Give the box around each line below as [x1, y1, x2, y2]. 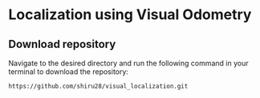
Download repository [8, 37, 116, 51]
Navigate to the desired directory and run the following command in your [8, 58, 249, 68]
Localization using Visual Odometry [8, 6, 252, 24]
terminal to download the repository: [8, 67, 128, 76]
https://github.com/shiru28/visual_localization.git [8, 82, 189, 90]
